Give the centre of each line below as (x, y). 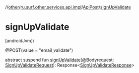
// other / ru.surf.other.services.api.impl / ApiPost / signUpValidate (68, 7)
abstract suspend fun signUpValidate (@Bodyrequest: (60, 60)
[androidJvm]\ (20, 40)
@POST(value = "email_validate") (39, 50)
